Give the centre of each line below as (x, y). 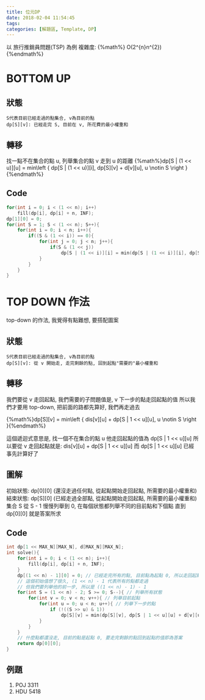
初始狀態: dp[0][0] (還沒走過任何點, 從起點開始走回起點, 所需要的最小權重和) (102, 490)
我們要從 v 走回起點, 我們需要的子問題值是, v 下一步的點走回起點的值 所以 (98, 399)
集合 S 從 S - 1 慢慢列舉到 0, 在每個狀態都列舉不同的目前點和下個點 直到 (96, 506)
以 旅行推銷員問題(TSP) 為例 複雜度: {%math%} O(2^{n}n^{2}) (84, 47)
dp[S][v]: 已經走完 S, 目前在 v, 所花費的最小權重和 (67, 125)
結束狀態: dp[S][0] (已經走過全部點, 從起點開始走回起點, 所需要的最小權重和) (102, 498)
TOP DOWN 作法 (48, 302)
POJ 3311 (27, 685)
